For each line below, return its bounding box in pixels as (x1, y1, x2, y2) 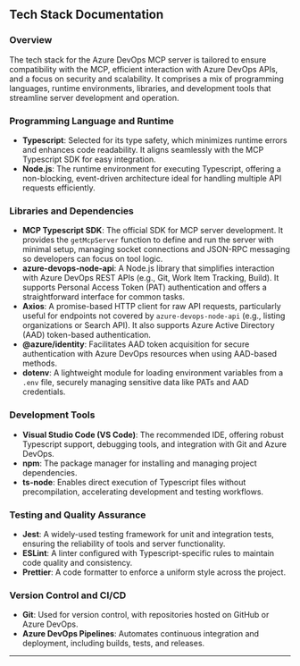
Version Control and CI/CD (9, 589, 127, 602)
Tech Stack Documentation (9, 7, 164, 22)
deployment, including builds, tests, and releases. (21, 638, 205, 649)
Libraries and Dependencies (9, 205, 134, 217)
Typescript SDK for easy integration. (21, 154, 156, 164)
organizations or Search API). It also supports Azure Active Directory (21, 320, 275, 331)
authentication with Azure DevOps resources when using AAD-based (21, 349, 278, 359)
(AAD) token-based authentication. (21, 330, 152, 341)
